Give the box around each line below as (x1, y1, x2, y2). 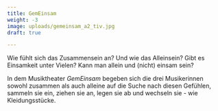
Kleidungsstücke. (7, 97, 56, 105)
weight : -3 (7, 16, 38, 23)
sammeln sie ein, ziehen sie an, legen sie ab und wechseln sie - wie (7, 89, 199, 97)
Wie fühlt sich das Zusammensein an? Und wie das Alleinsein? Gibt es (7, 54, 205, 62)
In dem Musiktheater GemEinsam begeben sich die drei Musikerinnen (7, 75, 204, 83)
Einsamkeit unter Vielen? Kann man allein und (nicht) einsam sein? (7, 61, 194, 69)
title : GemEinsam (7, 10, 57, 17)
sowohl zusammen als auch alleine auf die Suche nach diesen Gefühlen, (7, 82, 211, 90)
